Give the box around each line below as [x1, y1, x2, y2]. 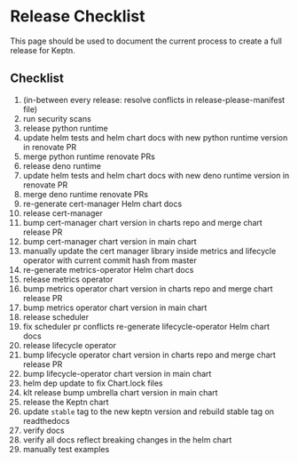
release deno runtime [22, 160, 101, 171]
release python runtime [22, 123, 109, 133]
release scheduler [22, 311, 90, 322]
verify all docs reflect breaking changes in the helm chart [22, 434, 232, 445]
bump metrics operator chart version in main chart [22, 302, 208, 313]
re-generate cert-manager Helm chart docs [22, 198, 183, 209]
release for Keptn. [10, 44, 76, 55]
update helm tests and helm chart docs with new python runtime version [22, 132, 288, 143]
